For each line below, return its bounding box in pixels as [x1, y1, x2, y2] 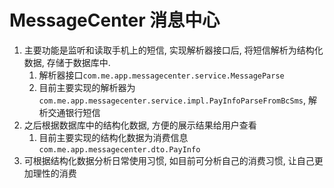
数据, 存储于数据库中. [23, 56, 111, 68]
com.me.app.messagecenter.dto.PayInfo [38, 144, 201, 155]
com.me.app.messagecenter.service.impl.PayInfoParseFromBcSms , [38, 94, 307, 106]
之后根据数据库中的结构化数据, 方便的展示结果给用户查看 [23, 119, 257, 131]
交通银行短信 [47, 106, 101, 118]
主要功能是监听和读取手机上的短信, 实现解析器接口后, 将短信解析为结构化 [23, 44, 324, 56]
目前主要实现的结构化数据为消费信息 [38, 131, 189, 143]
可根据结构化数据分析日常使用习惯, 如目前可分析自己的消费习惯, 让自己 [23, 154, 315, 166]
